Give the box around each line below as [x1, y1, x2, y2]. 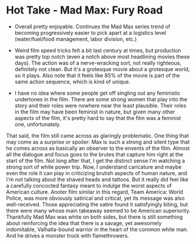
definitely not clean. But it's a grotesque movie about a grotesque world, [14, 65, 190, 72]
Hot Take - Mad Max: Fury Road [6, 4, 163, 17]
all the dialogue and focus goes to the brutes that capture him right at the [6, 151, 184, 158]
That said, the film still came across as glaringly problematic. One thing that [6, 132, 190, 139]
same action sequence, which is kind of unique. [14, 78, 131, 85]
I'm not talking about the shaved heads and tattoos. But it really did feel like [6, 176, 188, 183]
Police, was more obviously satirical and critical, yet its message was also [6, 195, 185, 202]
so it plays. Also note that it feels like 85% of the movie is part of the [14, 72, 181, 79]
